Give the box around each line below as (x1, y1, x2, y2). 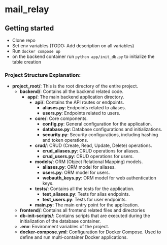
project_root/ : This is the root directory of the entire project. (12, 83, 138, 89)
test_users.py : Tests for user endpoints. (42, 197, 127, 203)
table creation (12, 59, 42, 65)
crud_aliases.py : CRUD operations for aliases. (42, 148, 140, 154)
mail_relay (5, 4, 49, 15)
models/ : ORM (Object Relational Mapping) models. (35, 159, 143, 165)
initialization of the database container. (19, 218, 101, 224)
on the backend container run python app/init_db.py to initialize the (12, 53, 155, 59)
